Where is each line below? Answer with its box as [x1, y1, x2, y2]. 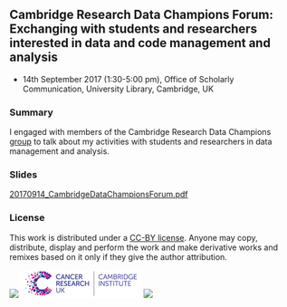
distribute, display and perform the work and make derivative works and [9, 242, 279, 253]
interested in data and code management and [9, 35, 272, 51]
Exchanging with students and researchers [9, 22, 258, 37]
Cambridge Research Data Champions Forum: [9, 7, 273, 23]
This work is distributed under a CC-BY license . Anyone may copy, [9, 232, 258, 243]
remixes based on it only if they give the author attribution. [9, 251, 228, 262]
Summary [9, 106, 54, 119]
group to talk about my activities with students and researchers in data [9, 136, 273, 148]
